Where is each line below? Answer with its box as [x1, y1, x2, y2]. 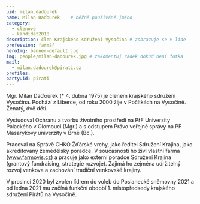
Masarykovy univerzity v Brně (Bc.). [6, 130, 95, 137]
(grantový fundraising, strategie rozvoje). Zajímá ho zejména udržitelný [6, 160, 181, 167]
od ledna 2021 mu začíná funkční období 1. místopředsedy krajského [6, 184, 175, 192]
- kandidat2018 [11, 31, 50, 37]
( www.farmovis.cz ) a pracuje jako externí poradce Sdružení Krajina [6, 154, 172, 161]
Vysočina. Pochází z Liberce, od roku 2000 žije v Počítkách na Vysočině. [6, 98, 186, 106]
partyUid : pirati [6, 76, 50, 82]
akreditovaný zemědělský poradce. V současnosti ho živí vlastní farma [6, 148, 180, 155]
